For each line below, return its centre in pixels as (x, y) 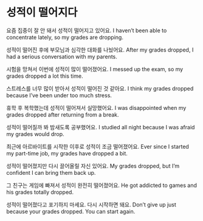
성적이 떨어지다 (42, 12)
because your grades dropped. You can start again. (71, 211)
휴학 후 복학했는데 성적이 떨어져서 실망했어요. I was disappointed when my (96, 107)
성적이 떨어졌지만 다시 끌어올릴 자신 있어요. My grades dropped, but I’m (93, 166)
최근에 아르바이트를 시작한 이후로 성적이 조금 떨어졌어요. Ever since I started (98, 146)
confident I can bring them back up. (51, 172)
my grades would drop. (36, 134)
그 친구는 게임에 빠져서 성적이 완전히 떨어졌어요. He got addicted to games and (102, 185)
